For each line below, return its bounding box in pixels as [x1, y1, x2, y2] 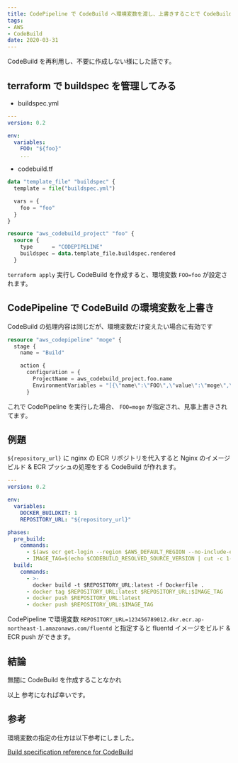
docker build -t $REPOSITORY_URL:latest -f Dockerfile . [33, 582, 204, 589]
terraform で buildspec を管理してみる [7, 79, 176, 92]
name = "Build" [20, 349, 65, 356]
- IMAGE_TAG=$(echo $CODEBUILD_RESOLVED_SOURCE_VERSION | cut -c [25, 555, 223, 563]
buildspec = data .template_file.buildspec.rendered [20, 250, 176, 257]
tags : [7, 17, 23, 24]
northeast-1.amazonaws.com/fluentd [7, 625, 113, 633]
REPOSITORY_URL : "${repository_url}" [20, 516, 132, 523]
